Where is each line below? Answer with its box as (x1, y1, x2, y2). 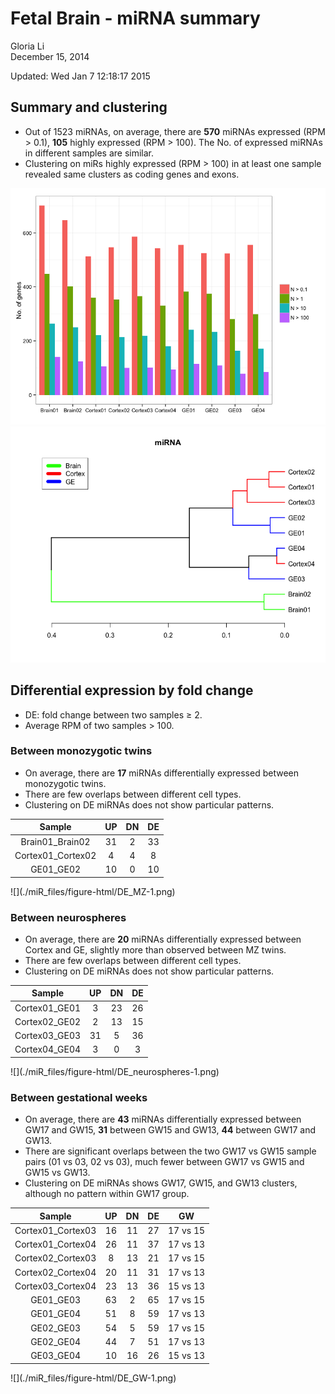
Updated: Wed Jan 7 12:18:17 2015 (10, 70, 151, 82)
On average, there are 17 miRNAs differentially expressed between (24, 767, 299, 779)
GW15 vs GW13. (24, 1167, 91, 1179)
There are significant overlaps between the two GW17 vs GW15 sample (24, 1145, 317, 1157)
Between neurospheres (10, 910, 127, 924)
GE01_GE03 (30, 1294, 82, 1306)
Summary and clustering (10, 99, 168, 116)
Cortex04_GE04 (14, 1043, 82, 1056)
